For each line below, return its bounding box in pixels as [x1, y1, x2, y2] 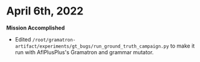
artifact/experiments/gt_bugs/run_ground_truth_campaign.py [14, 43, 169, 49]
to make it [170, 42, 195, 49]
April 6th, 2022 [6, 4, 84, 18]
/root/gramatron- [32, 37, 76, 43]
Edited [14, 36, 31, 43]
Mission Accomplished [6, 24, 65, 31]
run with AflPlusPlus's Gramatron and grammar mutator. [14, 48, 154, 55]
